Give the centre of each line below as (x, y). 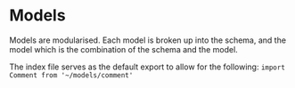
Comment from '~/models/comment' (71, 75)
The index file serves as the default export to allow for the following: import (147, 67)
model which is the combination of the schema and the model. (123, 49)
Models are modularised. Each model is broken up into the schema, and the (148, 40)
